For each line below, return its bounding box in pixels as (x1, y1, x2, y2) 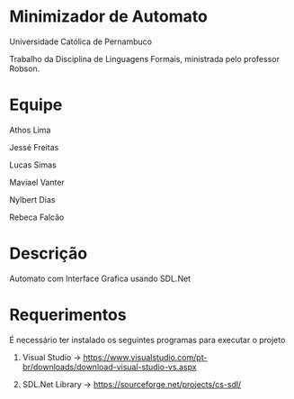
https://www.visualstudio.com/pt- (83, 351, 208, 362)
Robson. (9, 63, 40, 74)
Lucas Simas (9, 159, 57, 170)
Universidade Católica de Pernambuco (9, 36, 153, 47)
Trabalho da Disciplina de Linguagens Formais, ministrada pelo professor (9, 53, 281, 64)
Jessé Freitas (9, 141, 59, 152)
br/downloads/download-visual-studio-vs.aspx (22, 361, 197, 372)
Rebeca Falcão (9, 212, 65, 222)
